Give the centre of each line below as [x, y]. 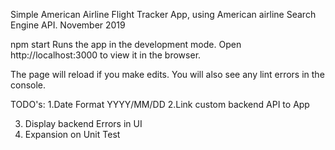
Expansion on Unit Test [72, 134]
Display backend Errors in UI [83, 123]
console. [28, 85]
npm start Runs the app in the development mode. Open [126, 44]
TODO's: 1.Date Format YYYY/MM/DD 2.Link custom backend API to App [160, 104]
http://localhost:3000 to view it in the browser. [106, 55]
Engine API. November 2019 [68, 25]
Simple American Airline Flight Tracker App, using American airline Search [163, 14]
